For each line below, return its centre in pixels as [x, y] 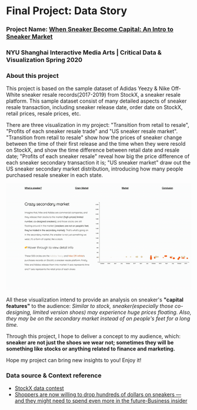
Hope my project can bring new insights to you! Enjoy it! [74, 360]
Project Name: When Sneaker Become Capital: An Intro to [90, 29]
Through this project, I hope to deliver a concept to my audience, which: [94, 336]
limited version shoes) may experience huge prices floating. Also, [112, 312]
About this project [32, 76]
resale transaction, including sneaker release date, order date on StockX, [94, 107]
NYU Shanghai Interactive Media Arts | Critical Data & [84, 53]
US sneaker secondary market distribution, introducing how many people [95, 169]
